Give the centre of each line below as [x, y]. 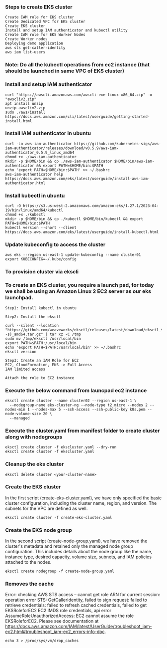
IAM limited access [25, 369]
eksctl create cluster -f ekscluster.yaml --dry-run [61, 447]
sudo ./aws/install [25, 112]
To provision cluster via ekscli [42, 272]
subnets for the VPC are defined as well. [46, 508]
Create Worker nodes [27, 39]
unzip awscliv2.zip [25, 108]
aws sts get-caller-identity [35, 48]
